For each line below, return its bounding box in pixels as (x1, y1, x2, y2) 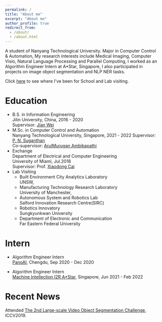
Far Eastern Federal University (19, 221, 81, 227)
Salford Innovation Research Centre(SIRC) (19, 200, 104, 206)
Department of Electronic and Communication (19, 215, 113, 221)
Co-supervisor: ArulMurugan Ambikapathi (12, 142, 97, 148)
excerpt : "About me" (5, 16, 47, 21)
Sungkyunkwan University (19, 210, 72, 216)
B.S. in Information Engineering (12, 111, 75, 117)
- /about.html (9, 35, 38, 40)
